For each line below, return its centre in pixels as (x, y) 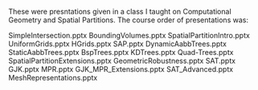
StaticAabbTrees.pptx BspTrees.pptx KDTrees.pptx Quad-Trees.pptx (121, 52)
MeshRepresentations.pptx (53, 78)
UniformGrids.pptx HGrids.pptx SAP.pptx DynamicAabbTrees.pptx (118, 44)
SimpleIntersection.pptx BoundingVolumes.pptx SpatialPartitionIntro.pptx (129, 35)
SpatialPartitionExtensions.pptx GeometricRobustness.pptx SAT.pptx (122, 61)
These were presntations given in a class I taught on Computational (120, 12)
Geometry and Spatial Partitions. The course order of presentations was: (129, 20)
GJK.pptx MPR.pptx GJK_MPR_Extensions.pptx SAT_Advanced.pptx (121, 69)
